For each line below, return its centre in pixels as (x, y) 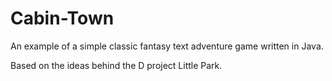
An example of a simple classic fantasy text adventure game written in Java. (167, 46)
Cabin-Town (62, 18)
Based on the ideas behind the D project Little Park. (116, 65)
